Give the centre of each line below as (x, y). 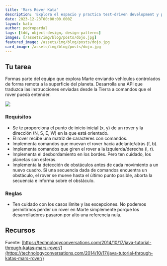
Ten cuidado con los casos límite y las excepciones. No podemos (79, 204)
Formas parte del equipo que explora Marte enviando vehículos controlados (83, 79)
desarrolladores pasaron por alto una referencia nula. (67, 215)
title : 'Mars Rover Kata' (32, 10)
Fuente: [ (14, 242)
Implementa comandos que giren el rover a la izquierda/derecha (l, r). (83, 149)
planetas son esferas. (34, 159)
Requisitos (18, 117)
